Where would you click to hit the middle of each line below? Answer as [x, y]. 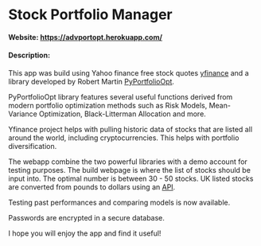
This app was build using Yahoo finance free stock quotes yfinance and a [129, 72]
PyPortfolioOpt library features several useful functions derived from [121, 96]
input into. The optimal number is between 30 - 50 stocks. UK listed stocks [131, 178]
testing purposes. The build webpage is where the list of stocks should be [129, 170]
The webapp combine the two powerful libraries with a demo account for [128, 162]
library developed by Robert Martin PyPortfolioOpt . [92, 81]
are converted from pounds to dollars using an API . [92, 187]
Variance [23, 114]
